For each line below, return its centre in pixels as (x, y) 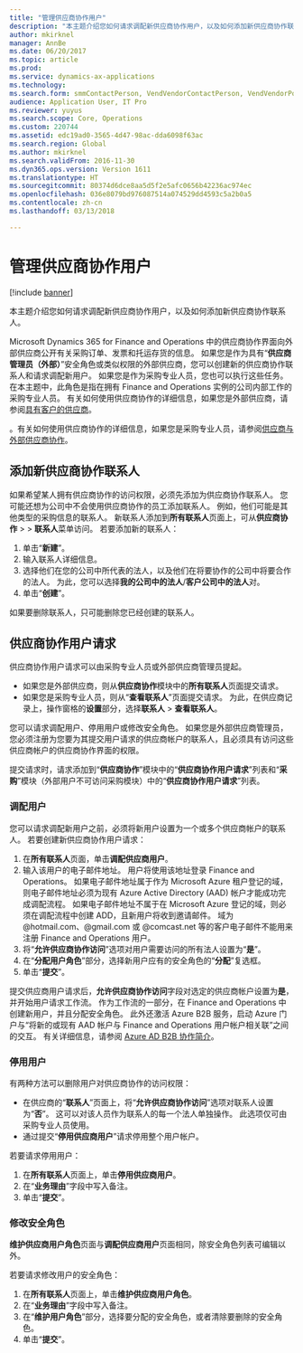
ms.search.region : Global (58, 144)
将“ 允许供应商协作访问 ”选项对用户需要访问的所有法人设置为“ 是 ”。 (144, 949)
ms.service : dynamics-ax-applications (82, 77)
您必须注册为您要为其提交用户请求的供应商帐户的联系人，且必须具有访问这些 (151, 739)
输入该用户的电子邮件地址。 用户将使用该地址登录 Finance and (138, 870)
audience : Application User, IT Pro (78, 102)
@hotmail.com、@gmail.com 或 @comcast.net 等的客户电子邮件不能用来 (157, 926)
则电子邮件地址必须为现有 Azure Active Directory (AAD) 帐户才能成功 (150, 893)
